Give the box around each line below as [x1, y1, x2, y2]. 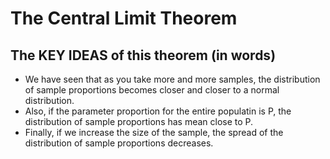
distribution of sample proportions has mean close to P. [24, 116, 254, 127]
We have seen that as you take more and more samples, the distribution [24, 73, 321, 85]
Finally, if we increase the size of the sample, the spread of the [24, 127, 284, 138]
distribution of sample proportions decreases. [24, 137, 214, 149]
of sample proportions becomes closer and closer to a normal [24, 84, 280, 96]
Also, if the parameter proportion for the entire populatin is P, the [24, 105, 292, 117]
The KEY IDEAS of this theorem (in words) [10, 47, 277, 64]
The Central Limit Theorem [10, 7, 238, 30]
